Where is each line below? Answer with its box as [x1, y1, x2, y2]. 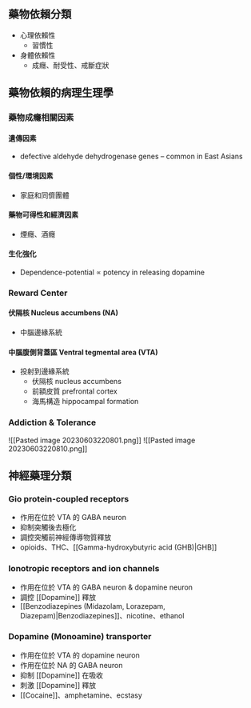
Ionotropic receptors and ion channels [8, 563, 160, 574]
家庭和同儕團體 [19, 190, 70, 200]
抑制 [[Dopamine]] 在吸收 [19, 670, 104, 680]
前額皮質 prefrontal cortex [31, 386, 118, 396]
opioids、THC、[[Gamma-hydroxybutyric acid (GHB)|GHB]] [19, 542, 217, 552]
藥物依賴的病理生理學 [8, 86, 114, 100]
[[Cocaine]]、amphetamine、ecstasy [19, 690, 142, 700]
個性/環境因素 [8, 170, 54, 180]
